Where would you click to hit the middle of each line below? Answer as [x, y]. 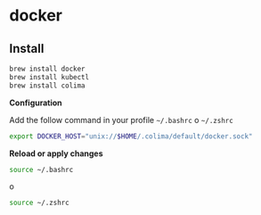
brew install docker [48, 69]
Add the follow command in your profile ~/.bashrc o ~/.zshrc [121, 120]
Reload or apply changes [57, 153]
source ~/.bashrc [41, 170]
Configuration [36, 103]
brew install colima [48, 86]
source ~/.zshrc [39, 203]
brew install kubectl [49, 77]
